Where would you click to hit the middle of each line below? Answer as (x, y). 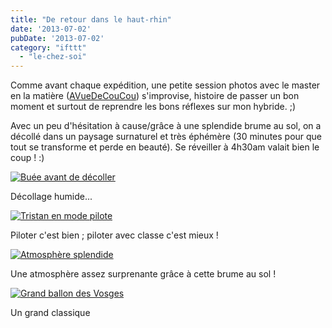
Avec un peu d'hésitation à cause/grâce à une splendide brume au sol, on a (166, 126)
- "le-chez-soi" (53, 57)
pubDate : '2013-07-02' (57, 38)
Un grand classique (50, 313)
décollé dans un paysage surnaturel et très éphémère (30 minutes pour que (166, 137)
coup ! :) (27, 158)
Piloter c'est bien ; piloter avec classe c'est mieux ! (114, 235)
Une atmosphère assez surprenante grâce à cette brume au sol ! (143, 274)
